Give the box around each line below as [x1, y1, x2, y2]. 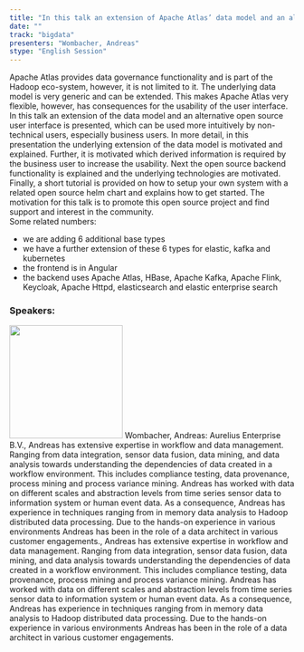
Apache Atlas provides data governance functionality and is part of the [9, 72, 273, 82]
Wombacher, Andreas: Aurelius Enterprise [124, 430, 281, 441]
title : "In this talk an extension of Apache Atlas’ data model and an [9, 13, 285, 23]
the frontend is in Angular [22, 263, 118, 273]
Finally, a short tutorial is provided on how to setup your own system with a [9, 177, 289, 188]
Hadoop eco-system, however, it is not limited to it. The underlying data [9, 81, 276, 92]
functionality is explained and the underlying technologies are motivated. [9, 168, 281, 179]
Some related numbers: [9, 216, 97, 227]
